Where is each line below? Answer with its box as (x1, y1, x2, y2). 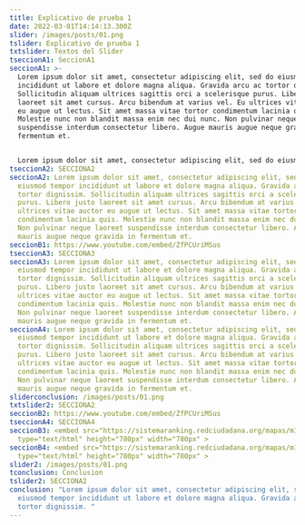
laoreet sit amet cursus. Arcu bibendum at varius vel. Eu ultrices (17, 97, 282, 107)
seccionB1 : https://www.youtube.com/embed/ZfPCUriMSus (9, 240, 221, 250)
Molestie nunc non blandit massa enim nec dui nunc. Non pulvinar (17, 114, 274, 124)
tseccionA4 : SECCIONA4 (9, 418, 95, 427)
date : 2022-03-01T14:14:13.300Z (9, 22, 132, 31)
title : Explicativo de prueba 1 (9, 13, 132, 23)
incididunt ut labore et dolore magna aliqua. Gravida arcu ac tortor (17, 81, 290, 90)
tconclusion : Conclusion (9, 469, 103, 478)
